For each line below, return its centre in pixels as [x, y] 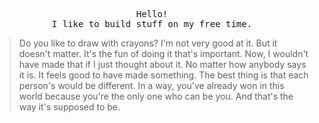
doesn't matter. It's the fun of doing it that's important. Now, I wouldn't [163, 53]
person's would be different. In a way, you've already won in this [151, 85]
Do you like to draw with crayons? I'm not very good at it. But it [148, 43]
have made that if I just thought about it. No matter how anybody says [162, 64]
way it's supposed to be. [69, 107]
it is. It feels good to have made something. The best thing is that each [163, 75]
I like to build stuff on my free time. [152, 24]
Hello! [152, 14]
